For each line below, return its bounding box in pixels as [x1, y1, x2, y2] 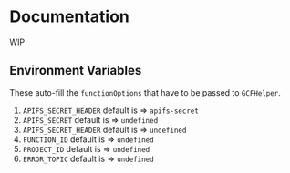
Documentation [9, 6, 130, 27]
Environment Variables [9, 63, 142, 78]
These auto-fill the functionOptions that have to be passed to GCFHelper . [9, 86, 281, 97]
